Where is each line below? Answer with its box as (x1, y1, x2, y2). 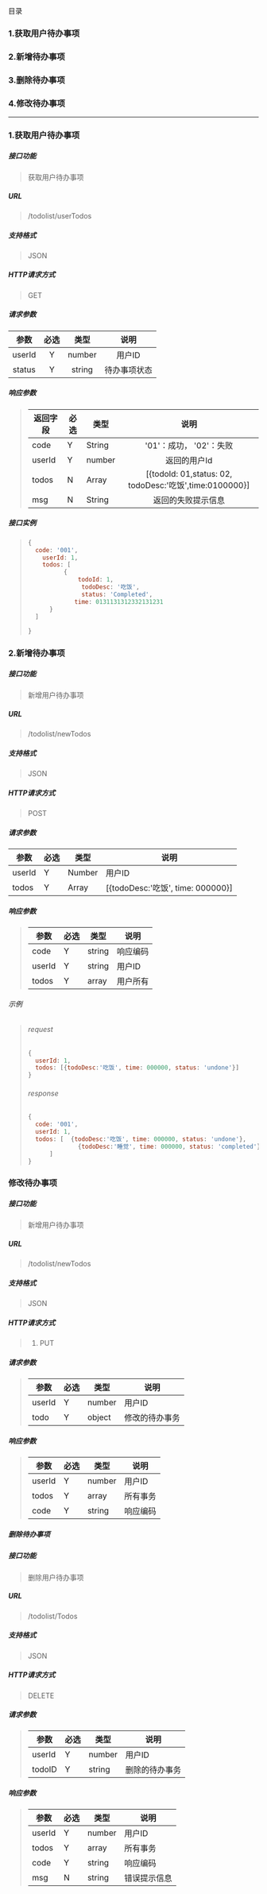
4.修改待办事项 (8, 98, 66, 109)
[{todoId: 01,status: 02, (145, 468, 233, 479)
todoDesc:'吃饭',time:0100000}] (128, 479, 250, 490)
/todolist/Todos (27, 1611, 78, 1621)
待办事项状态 (104, 364, 153, 375)
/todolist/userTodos (27, 211, 92, 220)
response (27, 1088, 59, 1098)
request (27, 1025, 53, 1034)
